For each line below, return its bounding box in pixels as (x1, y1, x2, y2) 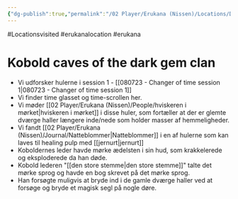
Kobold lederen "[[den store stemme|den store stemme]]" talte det (17, 161, 212, 169)
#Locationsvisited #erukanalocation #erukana (7, 30, 142, 38)
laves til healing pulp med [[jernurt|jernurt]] (17, 138, 144, 147)
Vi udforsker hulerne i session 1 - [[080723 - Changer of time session (17, 78, 221, 86)
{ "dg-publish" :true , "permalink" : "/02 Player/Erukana (7, 10, 166, 18)
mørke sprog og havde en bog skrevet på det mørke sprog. (17, 168, 190, 177)
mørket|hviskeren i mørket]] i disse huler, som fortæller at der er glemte (17, 108, 227, 117)
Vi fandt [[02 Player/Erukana (17, 123, 101, 132)
